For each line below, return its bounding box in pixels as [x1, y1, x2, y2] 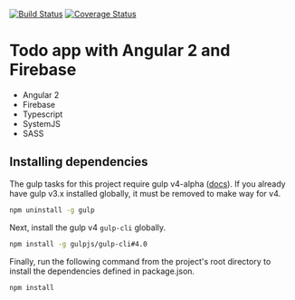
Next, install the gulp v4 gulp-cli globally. [9, 222, 167, 233]
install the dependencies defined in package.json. [9, 266, 195, 276]
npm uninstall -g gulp [9, 205, 95, 215]
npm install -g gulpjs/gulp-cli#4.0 [9, 239, 147, 248]
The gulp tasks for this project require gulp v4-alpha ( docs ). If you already [9, 178, 287, 189]
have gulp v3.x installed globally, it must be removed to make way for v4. [9, 188, 281, 198]
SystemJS [22, 118, 61, 129]
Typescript [22, 109, 63, 120]
